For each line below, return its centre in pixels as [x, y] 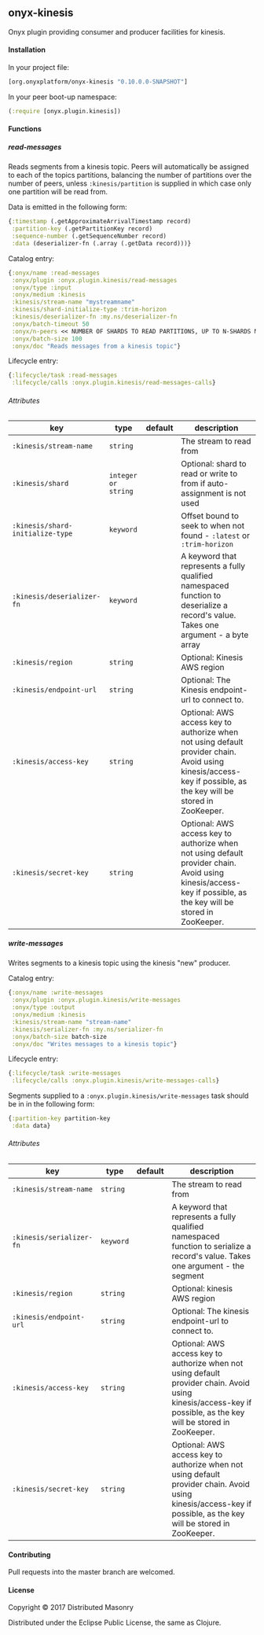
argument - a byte [214, 635]
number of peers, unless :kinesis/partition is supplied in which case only [130, 183]
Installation [27, 50]
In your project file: [38, 68]
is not [236, 493]
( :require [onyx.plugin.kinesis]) [65, 111]
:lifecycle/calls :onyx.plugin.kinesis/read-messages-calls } [114, 383]
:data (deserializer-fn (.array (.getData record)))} [101, 243]
